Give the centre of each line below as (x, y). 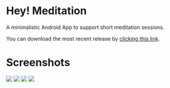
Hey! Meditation (46, 11)
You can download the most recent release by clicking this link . (83, 38)
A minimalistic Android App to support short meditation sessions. (85, 27)
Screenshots (38, 63)
